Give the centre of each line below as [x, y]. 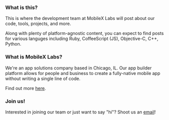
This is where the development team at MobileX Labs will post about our [80, 18]
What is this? [21, 7]
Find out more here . [26, 88]
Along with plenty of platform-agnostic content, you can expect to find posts [84, 33]
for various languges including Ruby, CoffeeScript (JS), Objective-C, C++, [82, 38]
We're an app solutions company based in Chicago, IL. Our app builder [78, 68]
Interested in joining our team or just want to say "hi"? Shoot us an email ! [80, 112]
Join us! [15, 101]
